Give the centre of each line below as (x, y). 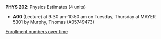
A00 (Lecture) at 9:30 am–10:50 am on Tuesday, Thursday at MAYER (84, 17)
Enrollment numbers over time (37, 31)
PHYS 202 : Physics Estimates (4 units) (46, 7)
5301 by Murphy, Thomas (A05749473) (53, 22)
